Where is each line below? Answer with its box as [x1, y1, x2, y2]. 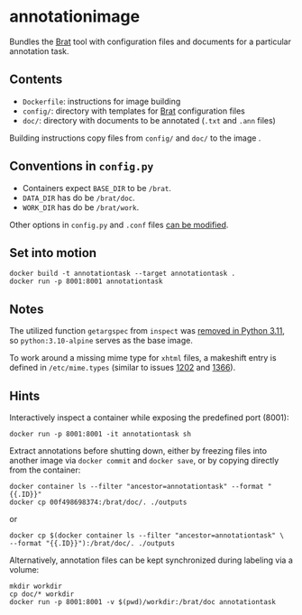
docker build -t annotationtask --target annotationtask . [9, 269, 236, 279]
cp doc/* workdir [9, 590, 75, 599]
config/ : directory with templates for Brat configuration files [22, 106, 245, 116]
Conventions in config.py [9, 159, 154, 174]
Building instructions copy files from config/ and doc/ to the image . [9, 133, 261, 143]
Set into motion [9, 245, 97, 261]
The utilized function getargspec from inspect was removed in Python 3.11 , [9, 326, 286, 336]
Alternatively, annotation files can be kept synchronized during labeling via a [9, 555, 293, 565]
